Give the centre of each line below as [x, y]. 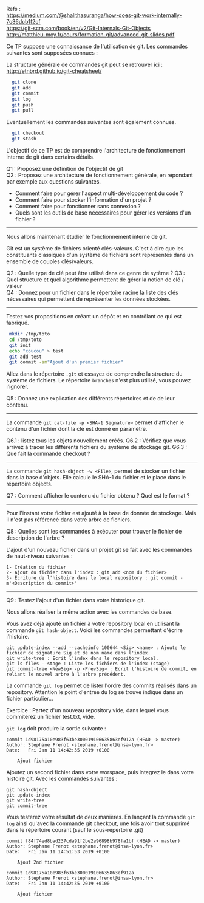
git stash [24, 139]
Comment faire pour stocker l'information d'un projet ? [83, 200]
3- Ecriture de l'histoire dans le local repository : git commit [92, 578]
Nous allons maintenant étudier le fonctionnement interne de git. [87, 237]
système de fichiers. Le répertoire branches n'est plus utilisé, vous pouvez [99, 380]
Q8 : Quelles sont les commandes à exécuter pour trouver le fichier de [94, 532]
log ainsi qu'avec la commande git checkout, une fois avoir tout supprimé [98, 823]
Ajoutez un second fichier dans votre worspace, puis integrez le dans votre [100, 772]
